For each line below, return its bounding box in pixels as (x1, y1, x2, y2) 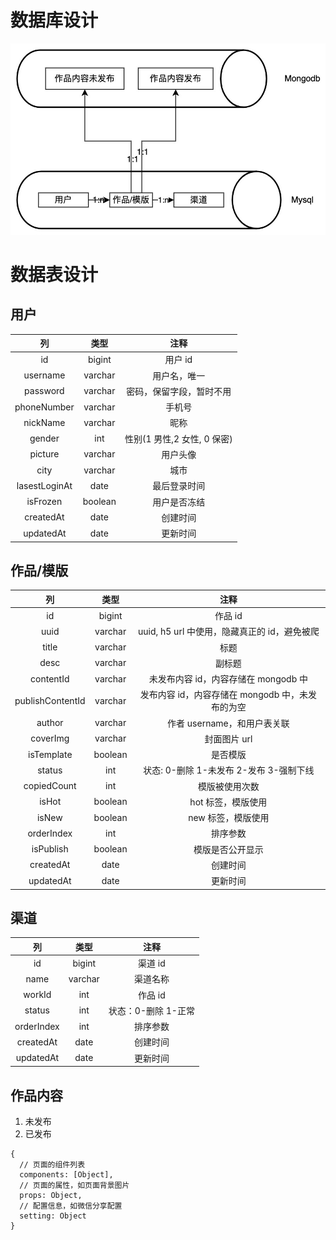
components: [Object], (19, 1169, 114, 1180)
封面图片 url (204, 732, 253, 745)
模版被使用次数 (197, 780, 260, 792)
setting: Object (19, 1211, 87, 1221)
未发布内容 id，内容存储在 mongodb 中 (148, 673, 309, 685)
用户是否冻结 (152, 496, 206, 508)
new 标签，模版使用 (188, 812, 270, 824)
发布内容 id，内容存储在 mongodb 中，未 (139, 689, 309, 701)
